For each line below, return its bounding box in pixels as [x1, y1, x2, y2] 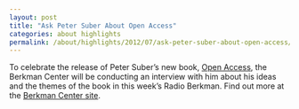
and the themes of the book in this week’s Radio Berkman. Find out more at [9, 81, 285, 91]
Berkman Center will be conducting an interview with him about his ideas [9, 72, 277, 82]
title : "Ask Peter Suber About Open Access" [9, 21, 177, 30]
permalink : [9, 37, 50, 47]
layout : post [9, 12, 58, 22]
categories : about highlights [9, 29, 122, 38]
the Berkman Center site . [9, 90, 101, 101]
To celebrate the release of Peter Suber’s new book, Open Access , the [9, 62, 268, 73]
